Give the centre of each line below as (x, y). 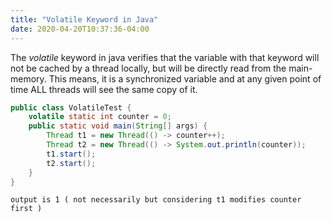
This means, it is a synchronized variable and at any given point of (185, 78)
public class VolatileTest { (71, 107)
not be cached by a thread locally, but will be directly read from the (148, 68)
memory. (28, 78)
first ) (26, 209)
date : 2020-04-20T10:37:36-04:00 (80, 29)
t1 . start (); (71, 154)
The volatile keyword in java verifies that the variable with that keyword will (165, 57)
